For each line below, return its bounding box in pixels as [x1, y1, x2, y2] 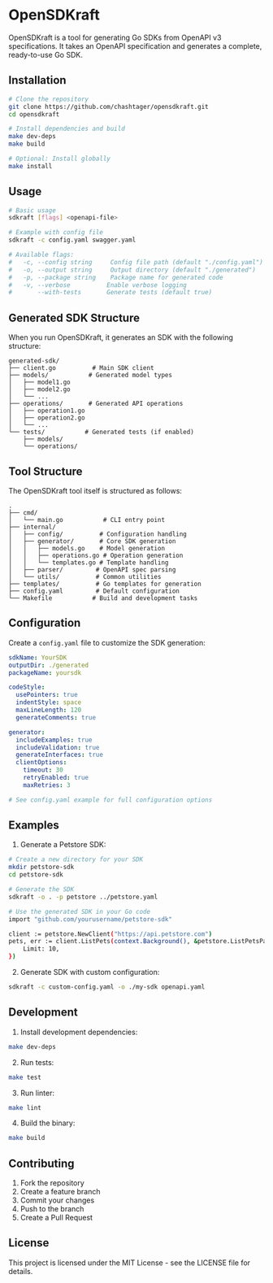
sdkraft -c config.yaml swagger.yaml [8, 236, 136, 245]
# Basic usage [8, 206, 57, 215]
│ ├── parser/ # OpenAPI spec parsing [8, 565, 176, 574]
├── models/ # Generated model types [8, 372, 173, 380]
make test [8, 1073, 42, 1081]
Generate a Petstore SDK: [19, 840, 106, 850]
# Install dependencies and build [8, 124, 126, 133]
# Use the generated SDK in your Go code [8, 907, 151, 915]
